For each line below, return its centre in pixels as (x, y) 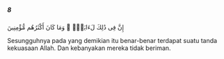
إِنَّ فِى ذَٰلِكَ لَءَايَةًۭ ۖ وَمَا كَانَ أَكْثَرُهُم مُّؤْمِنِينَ (65, 27)
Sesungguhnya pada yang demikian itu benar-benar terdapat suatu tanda (112, 40)
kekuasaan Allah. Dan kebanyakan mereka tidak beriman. (89, 48)
